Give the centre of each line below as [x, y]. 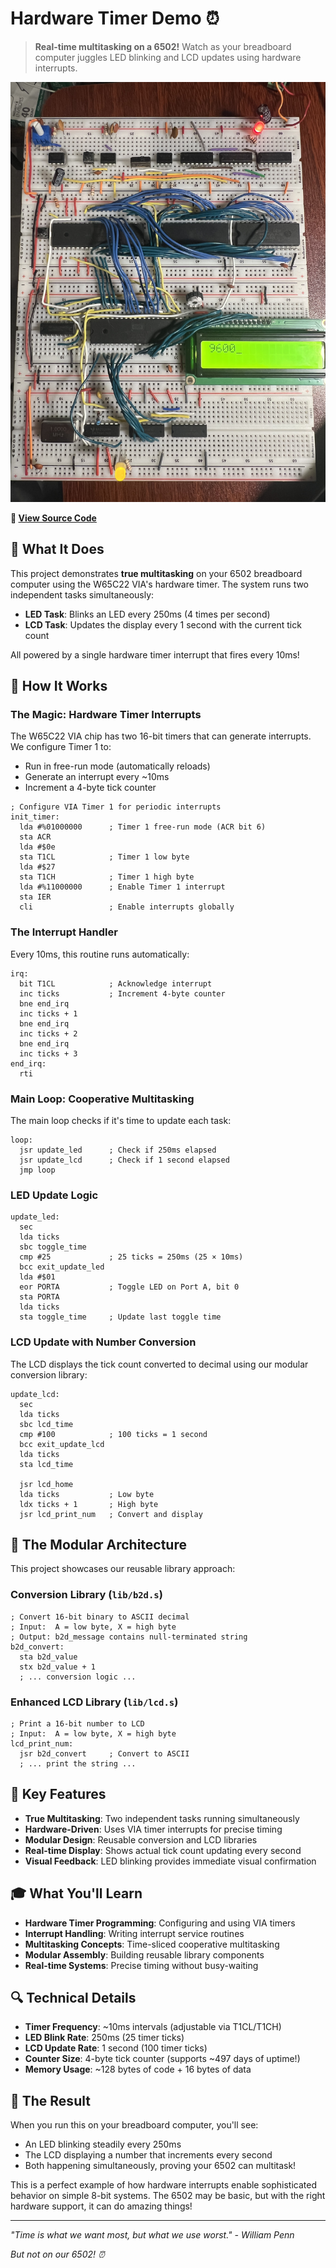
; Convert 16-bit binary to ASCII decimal [100, 1617]
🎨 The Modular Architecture [98, 1545]
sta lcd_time [46, 1464]
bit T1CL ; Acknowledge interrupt [116, 983]
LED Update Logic [54, 1195]
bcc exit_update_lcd [62, 1444]
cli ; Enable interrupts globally [127, 907]
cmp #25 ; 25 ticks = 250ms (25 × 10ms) [131, 1257]
